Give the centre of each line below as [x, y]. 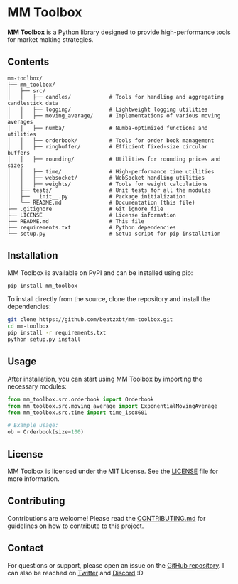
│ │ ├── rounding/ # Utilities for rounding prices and [114, 159]
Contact [26, 548]
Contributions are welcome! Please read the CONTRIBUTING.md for [107, 518]
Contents [28, 62]
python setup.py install [44, 340]
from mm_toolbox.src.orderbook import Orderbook [81, 399]
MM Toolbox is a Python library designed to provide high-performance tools [119, 32]
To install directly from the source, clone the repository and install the [109, 299]
